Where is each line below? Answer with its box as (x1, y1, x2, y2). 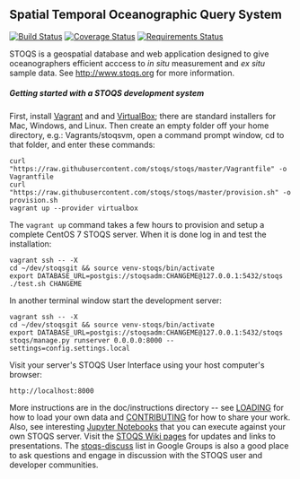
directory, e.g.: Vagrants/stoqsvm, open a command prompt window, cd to (9, 129, 285, 140)
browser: (9, 369, 43, 379)
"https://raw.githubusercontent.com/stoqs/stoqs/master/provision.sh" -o (9, 187, 292, 196)
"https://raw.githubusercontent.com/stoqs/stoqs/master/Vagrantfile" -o (9, 164, 287, 173)
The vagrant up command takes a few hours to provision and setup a (9, 219, 265, 230)
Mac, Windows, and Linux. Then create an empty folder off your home (9, 120, 269, 131)
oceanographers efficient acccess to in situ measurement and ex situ (9, 57, 266, 68)
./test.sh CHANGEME (9, 279, 83, 288)
